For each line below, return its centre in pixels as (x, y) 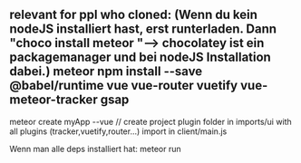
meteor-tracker (53, 100)
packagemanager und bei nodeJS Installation (141, 58)
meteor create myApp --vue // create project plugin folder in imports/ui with (150, 121)
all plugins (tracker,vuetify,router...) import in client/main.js (118, 131)
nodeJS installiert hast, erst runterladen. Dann (143, 29)
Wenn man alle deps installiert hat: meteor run (95, 149)
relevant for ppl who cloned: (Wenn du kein (134, 15)
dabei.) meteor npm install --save (106, 72)
